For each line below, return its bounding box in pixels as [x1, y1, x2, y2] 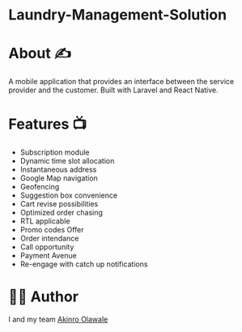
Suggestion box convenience [19, 190, 118, 200]
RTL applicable [19, 216, 70, 226]
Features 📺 [8, 115, 87, 134]
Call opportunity [19, 242, 74, 252]
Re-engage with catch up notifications [19, 259, 148, 269]
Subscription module [19, 147, 91, 157]
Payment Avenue [19, 251, 77, 261]
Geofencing [19, 182, 60, 192]
